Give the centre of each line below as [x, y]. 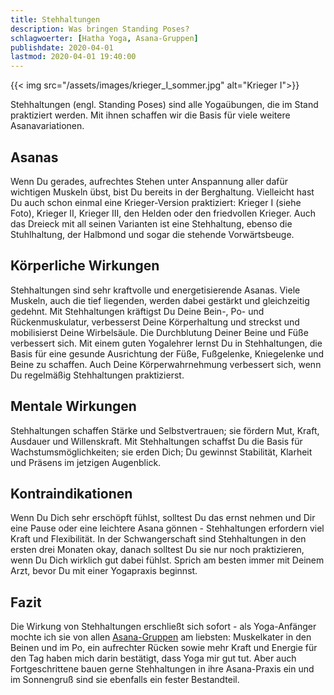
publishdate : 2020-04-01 [62, 47]
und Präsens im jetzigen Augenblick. [86, 462]
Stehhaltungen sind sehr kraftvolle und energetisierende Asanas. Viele [155, 290]
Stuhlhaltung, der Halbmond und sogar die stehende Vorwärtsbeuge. [152, 234]
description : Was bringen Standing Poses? [100, 29]
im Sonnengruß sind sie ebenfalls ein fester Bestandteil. [125, 680]
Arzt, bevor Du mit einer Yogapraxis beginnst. [104, 571]
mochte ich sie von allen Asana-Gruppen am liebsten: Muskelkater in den [161, 637]
